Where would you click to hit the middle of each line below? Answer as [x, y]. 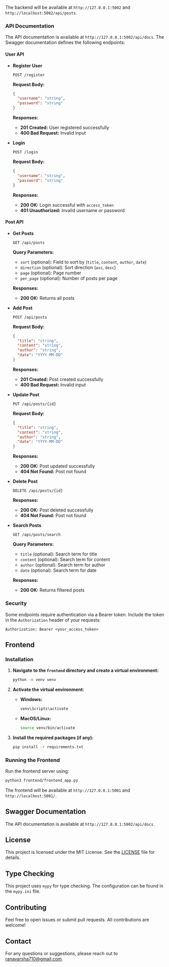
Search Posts [27, 525]
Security [16, 603]
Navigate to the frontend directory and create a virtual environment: [86, 671]
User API [15, 54]
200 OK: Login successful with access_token [67, 205]
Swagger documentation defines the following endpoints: [65, 42]
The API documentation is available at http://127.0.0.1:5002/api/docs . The [85, 37]
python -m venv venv [34, 680]
